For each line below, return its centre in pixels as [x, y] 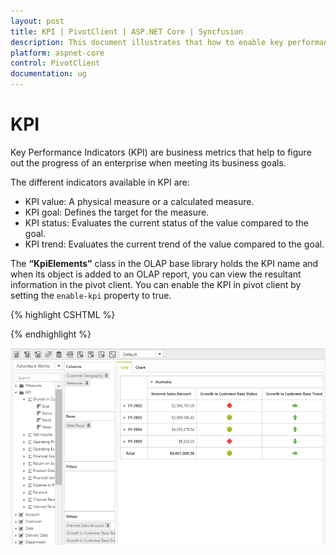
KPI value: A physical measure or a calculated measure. [139, 201]
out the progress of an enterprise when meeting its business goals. [148, 162]
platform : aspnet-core [57, 53]
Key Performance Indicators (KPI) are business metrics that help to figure [161, 152]
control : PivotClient [55, 63]
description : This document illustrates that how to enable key [147, 42]
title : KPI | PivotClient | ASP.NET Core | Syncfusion [127, 31]
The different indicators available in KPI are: [100, 182]
